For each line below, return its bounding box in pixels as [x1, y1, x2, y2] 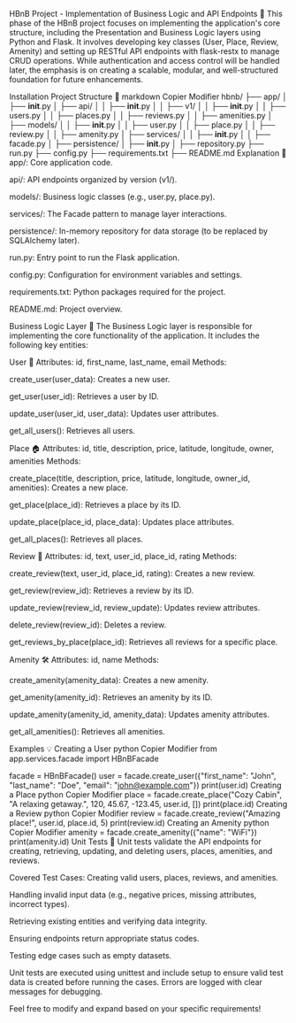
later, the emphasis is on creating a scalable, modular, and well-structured [9, 65, 278, 75]
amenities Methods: [9, 456, 81, 466]
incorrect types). [9, 899, 71, 909]
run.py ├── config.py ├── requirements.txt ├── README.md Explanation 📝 [9, 148, 287, 158]
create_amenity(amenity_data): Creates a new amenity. [9, 675, 209, 685]
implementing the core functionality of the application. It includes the [9, 330, 261, 341]
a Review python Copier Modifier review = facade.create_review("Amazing [9, 808, 281, 819]
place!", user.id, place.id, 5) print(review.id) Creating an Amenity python [9, 818, 269, 827]
